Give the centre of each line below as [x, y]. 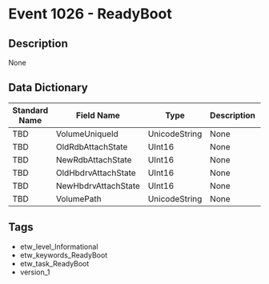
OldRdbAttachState [92, 146]
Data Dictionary [48, 88]
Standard [30, 110]
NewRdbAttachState [94, 159]
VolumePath [78, 198]
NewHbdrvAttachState [98, 186]
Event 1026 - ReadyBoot [90, 14]
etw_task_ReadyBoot [54, 263]
